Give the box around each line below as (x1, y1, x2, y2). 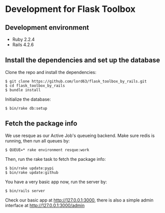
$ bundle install (5, 87, 41, 92)
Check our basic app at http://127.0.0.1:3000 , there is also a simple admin (5, 197, 154, 203)
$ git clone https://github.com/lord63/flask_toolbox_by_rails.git (5, 78, 147, 84)
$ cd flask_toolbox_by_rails (5, 83, 65, 88)
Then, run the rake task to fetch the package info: (5, 156, 106, 162)
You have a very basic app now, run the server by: (5, 179, 107, 185)
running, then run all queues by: (5, 138, 70, 143)
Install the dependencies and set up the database (5, 56, 161, 65)
